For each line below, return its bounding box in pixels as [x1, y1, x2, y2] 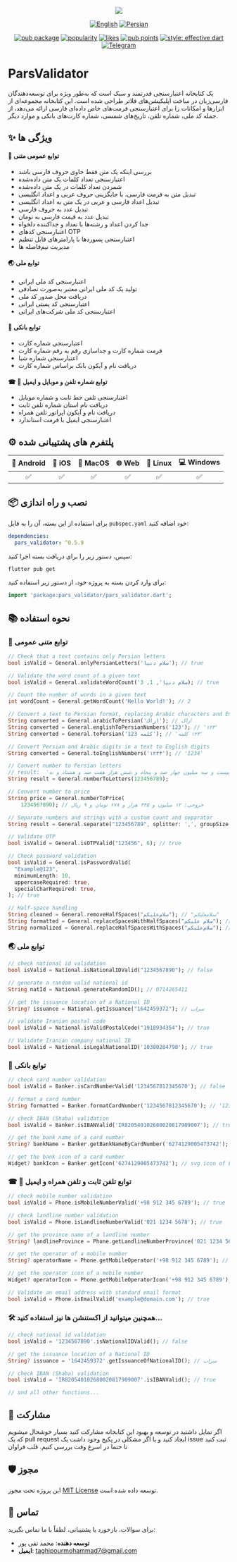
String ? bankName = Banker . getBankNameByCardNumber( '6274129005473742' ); [8, 1140, 229, 1148]
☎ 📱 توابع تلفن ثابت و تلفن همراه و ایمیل [8, 1176, 132, 1186]
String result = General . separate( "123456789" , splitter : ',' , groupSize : [8, 820, 232, 828]
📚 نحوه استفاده [8, 612, 70, 624]
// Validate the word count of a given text [8, 672, 141, 679]
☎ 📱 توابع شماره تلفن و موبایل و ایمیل [8, 377, 108, 386]
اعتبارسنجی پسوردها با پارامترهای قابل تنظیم [18, 235, 135, 243]
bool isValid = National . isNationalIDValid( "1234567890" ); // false [8, 966, 213, 973]
